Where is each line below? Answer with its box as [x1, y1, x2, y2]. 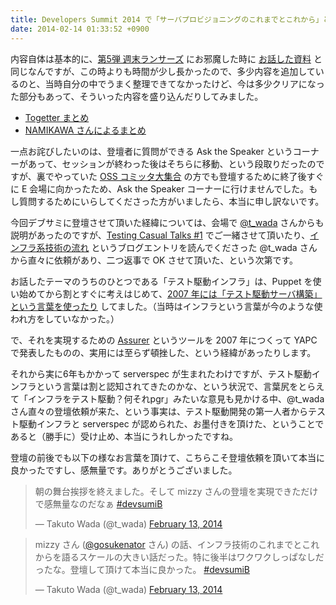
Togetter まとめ [24, 111, 90, 123]
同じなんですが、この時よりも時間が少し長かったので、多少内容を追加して [10, 65, 316, 77]
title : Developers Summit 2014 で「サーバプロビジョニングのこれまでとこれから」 [10, 14, 324, 25]
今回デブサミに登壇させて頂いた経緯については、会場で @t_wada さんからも [10, 216, 325, 228]
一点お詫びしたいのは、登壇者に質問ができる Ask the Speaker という [10, 145, 293, 157]
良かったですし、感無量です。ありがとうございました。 [10, 464, 238, 476]
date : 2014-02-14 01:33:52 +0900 [10, 24, 150, 34]
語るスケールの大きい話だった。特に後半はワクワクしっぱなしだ [61, 551, 325, 563]
